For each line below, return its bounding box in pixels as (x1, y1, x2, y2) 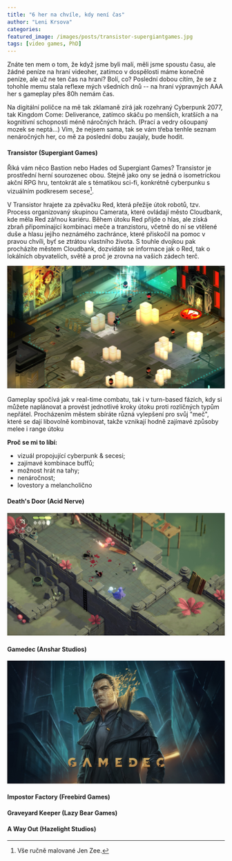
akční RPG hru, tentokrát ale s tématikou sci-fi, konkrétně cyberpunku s (7, 179, 211, 187)
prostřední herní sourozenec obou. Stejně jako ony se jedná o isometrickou (7, 171, 221, 179)
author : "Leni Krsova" (7, 18, 72, 26)
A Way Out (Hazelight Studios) (7, 824, 97, 833)
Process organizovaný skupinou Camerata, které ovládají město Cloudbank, (7, 208, 223, 216)
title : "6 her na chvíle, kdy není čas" (7, 11, 126, 18)
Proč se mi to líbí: (7, 438, 57, 447)
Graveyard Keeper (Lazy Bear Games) (7, 809, 118, 817)
